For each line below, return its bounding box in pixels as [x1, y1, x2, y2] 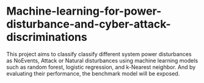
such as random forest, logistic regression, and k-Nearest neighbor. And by [6, 63, 196, 71]
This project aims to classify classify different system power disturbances [6, 50, 192, 57]
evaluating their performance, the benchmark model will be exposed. [6, 70, 180, 77]
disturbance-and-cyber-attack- [6, 17, 171, 31]
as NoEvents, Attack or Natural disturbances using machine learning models [6, 57, 199, 64]
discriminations [6, 31, 87, 44]
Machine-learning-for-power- [6, 4, 162, 18]
